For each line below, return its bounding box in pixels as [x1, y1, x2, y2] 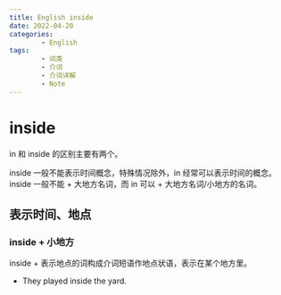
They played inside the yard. [21, 275, 128, 286]
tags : [9, 46, 29, 55]
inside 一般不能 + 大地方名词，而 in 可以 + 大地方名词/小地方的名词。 [9, 178, 261, 189]
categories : [9, 29, 54, 38]
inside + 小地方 [9, 235, 75, 248]
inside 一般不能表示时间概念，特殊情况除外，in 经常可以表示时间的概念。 [9, 167, 277, 178]
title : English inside [9, 12, 94, 22]
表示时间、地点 [9, 207, 92, 222]
